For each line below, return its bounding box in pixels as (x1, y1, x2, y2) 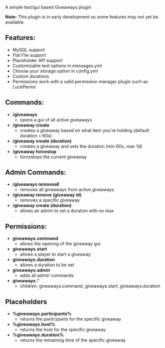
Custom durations (12, 73, 49, 79)
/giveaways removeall (12, 181, 60, 187)
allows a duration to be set (19, 262, 75, 268)
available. (5, 19, 25, 25)
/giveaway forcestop (12, 148, 57, 154)
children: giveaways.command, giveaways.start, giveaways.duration (19, 283, 161, 289)
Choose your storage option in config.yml (12, 68, 98, 74)
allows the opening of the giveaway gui (19, 241, 101, 247)
